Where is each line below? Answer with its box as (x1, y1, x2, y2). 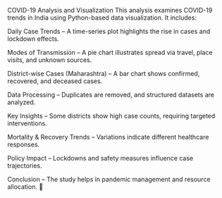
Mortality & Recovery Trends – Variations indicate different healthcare (7, 133, 209, 141)
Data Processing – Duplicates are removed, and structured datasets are (7, 91, 215, 99)
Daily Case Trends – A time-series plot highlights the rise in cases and (7, 27, 211, 35)
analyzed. (7, 98, 36, 106)
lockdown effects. (7, 35, 60, 43)
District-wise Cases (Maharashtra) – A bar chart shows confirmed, (7, 70, 200, 78)
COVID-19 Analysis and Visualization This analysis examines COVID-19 (7, 6, 213, 14)
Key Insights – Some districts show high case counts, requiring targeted (7, 112, 216, 120)
